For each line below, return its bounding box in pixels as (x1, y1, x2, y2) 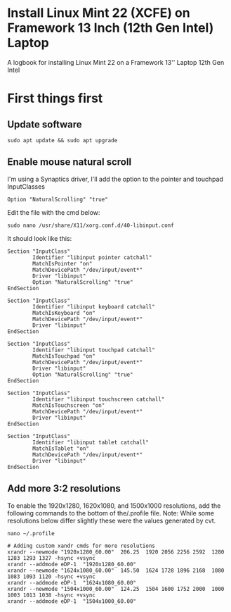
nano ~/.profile (7, 530, 55, 537)
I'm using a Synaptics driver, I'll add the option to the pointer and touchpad (7, 175, 223, 183)
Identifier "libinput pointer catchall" (32, 254, 152, 261)
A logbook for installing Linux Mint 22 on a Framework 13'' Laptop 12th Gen (7, 58, 225, 66)
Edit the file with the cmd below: (7, 208, 100, 216)
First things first (7, 90, 103, 106)
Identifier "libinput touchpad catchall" (32, 346, 156, 354)
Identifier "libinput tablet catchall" (32, 439, 150, 446)
